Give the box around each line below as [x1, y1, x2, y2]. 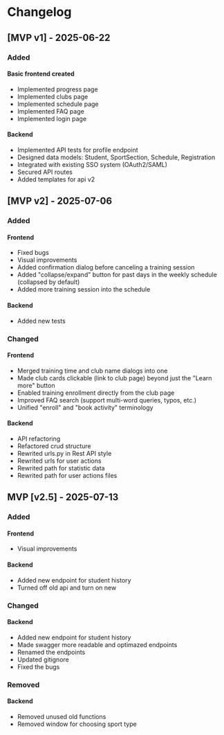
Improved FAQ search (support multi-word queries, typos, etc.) [17, 396, 197, 404]
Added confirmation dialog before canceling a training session [17, 263, 195, 272]
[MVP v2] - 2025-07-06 [7, 195, 113, 207]
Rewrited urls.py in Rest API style [17, 449, 112, 457]
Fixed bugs [17, 249, 50, 257]
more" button [17, 381, 55, 389]
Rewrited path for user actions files [17, 471, 118, 479]
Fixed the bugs [17, 662, 60, 671]
